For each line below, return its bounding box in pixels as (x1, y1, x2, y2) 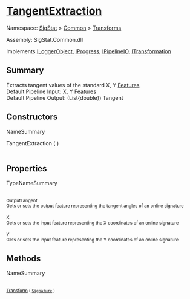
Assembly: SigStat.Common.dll (6, 36, 84, 43)
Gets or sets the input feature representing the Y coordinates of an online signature (6, 237, 179, 243)
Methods (6, 253, 41, 264)
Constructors (6, 112, 58, 122)
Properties (6, 163, 47, 174)
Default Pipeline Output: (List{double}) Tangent (6, 94, 123, 101)
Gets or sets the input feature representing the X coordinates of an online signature (6, 220, 179, 226)
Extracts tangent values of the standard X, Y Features (6, 81, 140, 88)
